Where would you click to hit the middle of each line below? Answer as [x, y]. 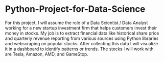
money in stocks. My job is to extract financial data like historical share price [82, 33]
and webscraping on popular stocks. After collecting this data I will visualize [82, 43]
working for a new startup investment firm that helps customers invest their [81, 28]
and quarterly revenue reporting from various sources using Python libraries [82, 38]
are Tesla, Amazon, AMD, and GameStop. [47, 54]
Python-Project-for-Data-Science [75, 9]
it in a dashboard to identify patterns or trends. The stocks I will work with [79, 49]
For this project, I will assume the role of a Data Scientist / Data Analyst [77, 23]
